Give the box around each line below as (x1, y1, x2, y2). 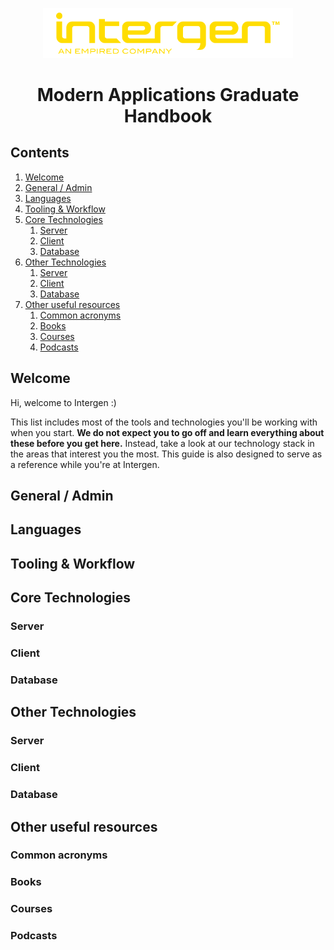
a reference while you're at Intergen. (10, 458, 160, 470)
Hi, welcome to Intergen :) (10, 396, 117, 408)
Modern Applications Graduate (36, 84, 300, 107)
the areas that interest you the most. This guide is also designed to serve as (10, 448, 323, 460)
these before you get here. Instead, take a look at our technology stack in (10, 437, 315, 449)
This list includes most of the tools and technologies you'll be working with (10, 416, 318, 428)
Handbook (123, 105, 213, 128)
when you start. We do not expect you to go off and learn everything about (10, 426, 325, 438)
